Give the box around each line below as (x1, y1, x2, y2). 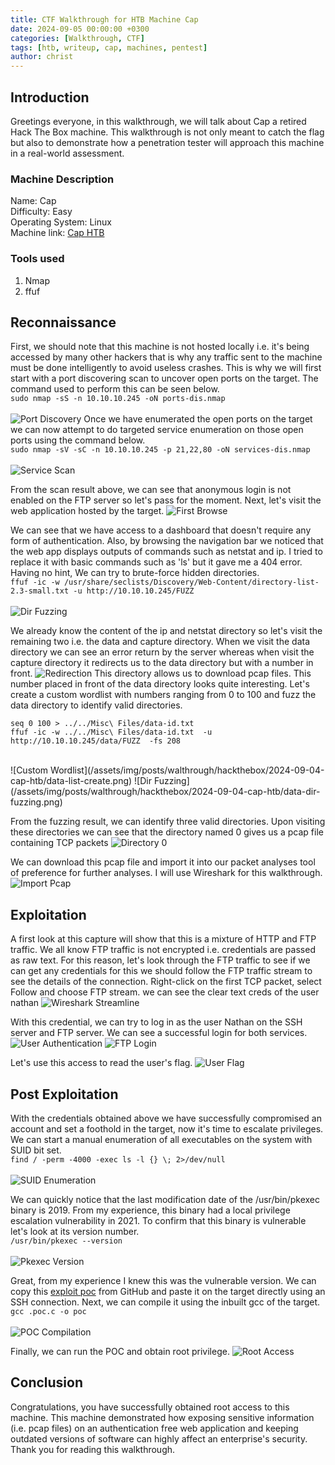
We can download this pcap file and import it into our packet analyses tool (10, 856, 316, 868)
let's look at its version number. (10, 1225, 140, 1237)
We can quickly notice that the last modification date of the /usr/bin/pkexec (10, 1193, 320, 1205)
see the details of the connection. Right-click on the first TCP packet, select (10, 976, 322, 988)
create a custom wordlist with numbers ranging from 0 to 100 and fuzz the (10, 689, 317, 701)
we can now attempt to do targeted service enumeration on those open (10, 424, 304, 436)
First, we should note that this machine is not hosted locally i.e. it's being (10, 341, 310, 353)
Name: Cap (10, 195, 57, 207)
